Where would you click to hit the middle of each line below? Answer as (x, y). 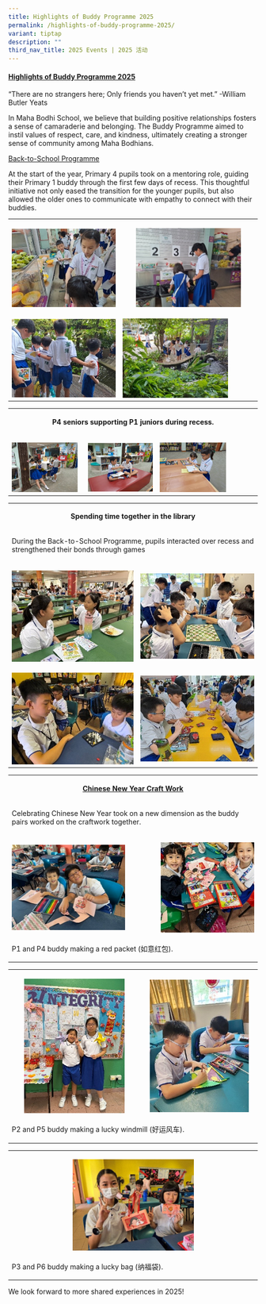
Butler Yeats (28, 102)
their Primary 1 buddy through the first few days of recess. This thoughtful (129, 183)
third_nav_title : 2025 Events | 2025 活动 (78, 50)
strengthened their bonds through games (78, 550)
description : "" (35, 42)
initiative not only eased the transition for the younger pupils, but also (121, 191)
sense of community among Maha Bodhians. (81, 144)
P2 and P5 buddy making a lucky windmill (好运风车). (98, 1129)
